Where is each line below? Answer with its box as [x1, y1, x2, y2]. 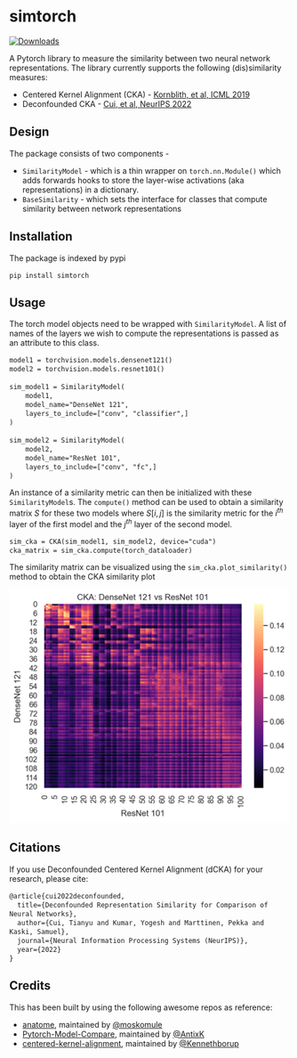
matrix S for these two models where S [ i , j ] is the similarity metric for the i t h [9, 506, 284, 518]
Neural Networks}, [9, 909, 77, 918]
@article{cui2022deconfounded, [9, 891, 125, 900]
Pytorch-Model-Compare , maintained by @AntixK [21, 1029, 205, 1039]
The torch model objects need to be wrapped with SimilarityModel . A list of [9, 319, 287, 330]
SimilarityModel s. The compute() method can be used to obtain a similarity [9, 497, 284, 508]
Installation [9, 229, 73, 244]
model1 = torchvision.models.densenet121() [9, 356, 173, 365]
